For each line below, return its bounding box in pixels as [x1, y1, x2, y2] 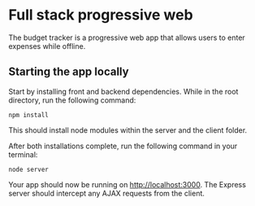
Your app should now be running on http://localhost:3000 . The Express [8, 179, 246, 189]
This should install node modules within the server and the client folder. [8, 125, 248, 135]
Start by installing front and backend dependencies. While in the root [8, 86, 239, 96]
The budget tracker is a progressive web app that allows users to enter [8, 33, 245, 42]
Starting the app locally [8, 65, 129, 79]
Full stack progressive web [8, 6, 193, 24]
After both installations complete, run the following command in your [8, 141, 238, 151]
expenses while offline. [8, 41, 86, 50]
